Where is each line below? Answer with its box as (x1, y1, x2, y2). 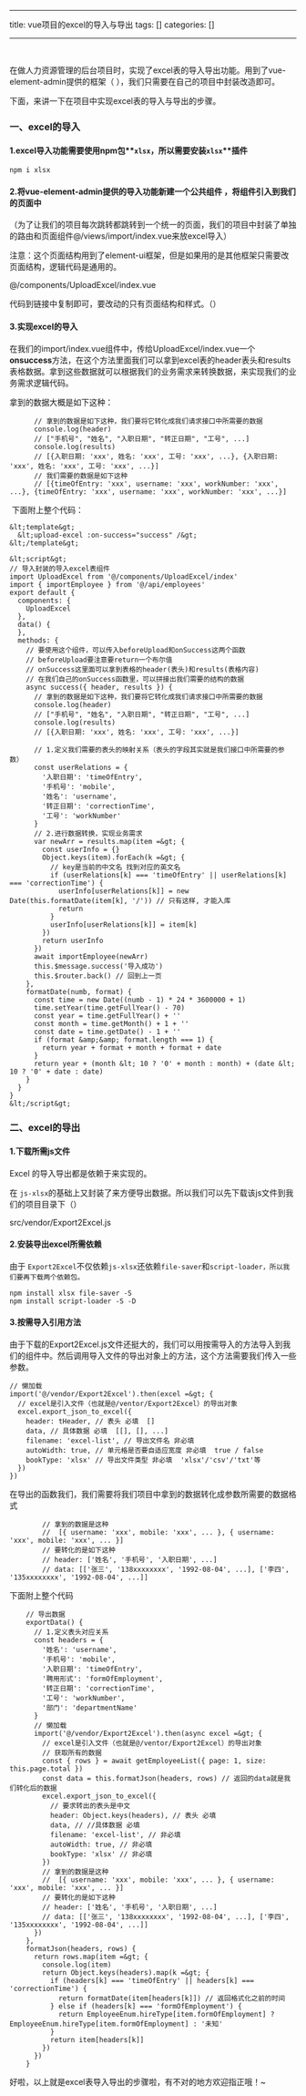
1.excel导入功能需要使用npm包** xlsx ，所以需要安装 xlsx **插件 (9, 145, 248, 156)
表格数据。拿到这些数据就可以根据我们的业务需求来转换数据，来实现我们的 (9, 365, 289, 376)
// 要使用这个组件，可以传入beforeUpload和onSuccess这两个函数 (25, 645, 246, 654)
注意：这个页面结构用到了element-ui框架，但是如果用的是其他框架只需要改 (9, 250, 290, 261)
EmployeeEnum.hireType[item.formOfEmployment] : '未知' (9, 2019, 223, 2029)
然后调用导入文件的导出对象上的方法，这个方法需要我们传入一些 (56, 1351, 297, 1361)
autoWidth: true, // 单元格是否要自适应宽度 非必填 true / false (25, 1446, 264, 1455)
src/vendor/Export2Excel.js (9, 1217, 112, 1228)
